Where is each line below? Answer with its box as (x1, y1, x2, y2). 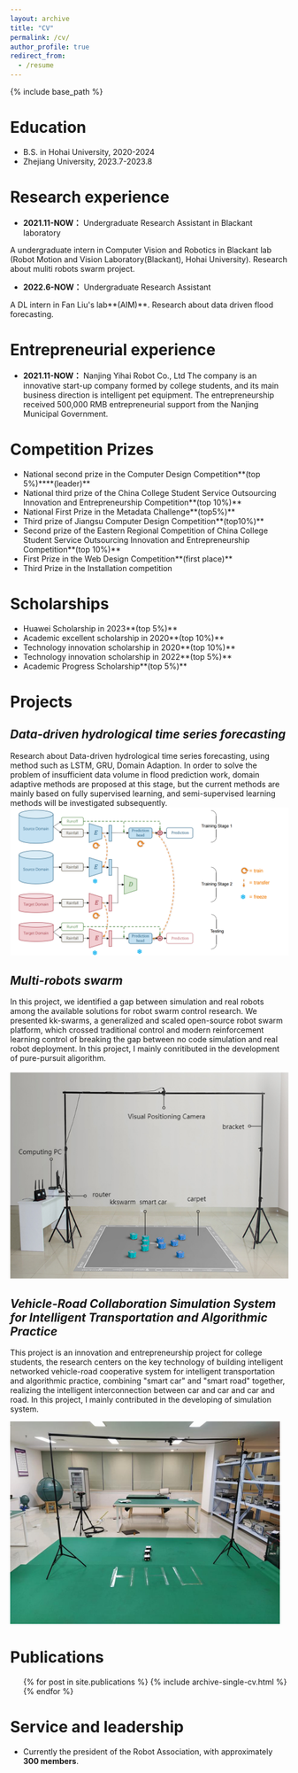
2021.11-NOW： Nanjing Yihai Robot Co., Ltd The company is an (22, 370, 257, 381)
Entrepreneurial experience (10, 340, 216, 360)
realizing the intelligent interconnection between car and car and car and (10, 1385, 275, 1396)
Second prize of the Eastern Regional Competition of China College (22, 525, 269, 536)
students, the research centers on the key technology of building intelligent (10, 1357, 284, 1367)
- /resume (18, 61, 54, 70)
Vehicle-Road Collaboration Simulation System (10, 1296, 277, 1311)
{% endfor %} (22, 1686, 74, 1696)
